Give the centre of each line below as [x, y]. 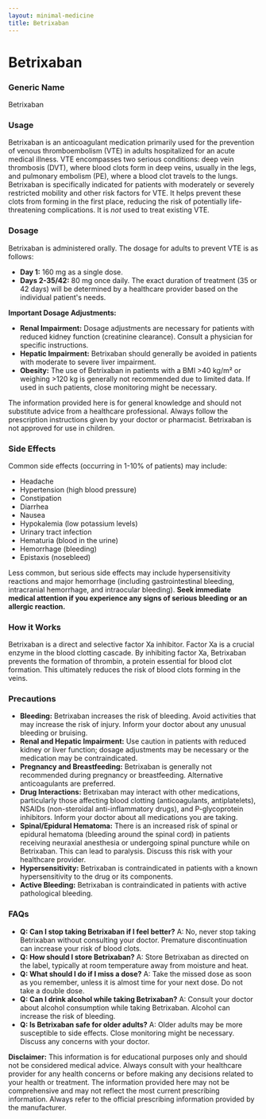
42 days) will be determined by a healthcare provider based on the [129, 289]
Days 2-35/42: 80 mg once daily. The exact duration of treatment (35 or [138, 280]
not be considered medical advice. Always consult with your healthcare [125, 1065]
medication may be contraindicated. [79, 758]
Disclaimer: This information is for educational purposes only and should [128, 1057]
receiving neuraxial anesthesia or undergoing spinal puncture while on [135, 843]
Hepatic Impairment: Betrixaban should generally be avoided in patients [138, 353]
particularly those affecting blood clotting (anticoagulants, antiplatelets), [138, 801]
